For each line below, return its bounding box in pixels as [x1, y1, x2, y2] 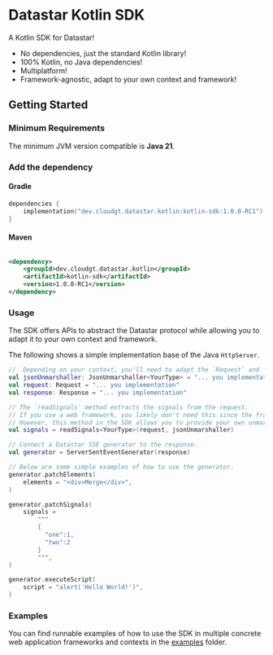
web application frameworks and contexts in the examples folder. [8, 637, 227, 647]
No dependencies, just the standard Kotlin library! [19, 48, 187, 58]
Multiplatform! [19, 65, 67, 75]
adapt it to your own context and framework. [8, 334, 158, 344]
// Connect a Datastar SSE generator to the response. [8, 441, 198, 449]
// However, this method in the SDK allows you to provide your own [8, 418, 245, 427]
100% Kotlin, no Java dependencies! [19, 57, 143, 67]
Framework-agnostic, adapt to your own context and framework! [19, 74, 237, 84]
